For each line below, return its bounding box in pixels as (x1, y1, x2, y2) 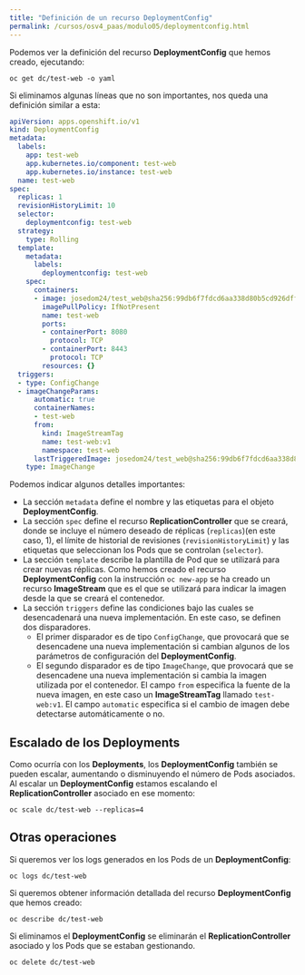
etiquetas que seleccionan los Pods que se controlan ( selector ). (22, 545, 264, 556)
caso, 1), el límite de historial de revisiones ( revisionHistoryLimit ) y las (22, 535, 290, 546)
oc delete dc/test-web (9, 958, 95, 967)
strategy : (17, 226, 54, 236)
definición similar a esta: (9, 99, 101, 110)
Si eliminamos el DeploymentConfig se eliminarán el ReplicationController (9, 931, 291, 941)
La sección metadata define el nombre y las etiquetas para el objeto (22, 496, 274, 508)
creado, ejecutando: (9, 56, 84, 67)
